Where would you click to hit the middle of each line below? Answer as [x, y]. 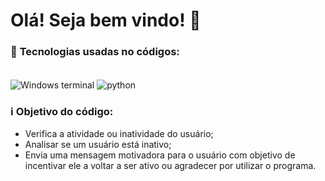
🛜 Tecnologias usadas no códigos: [95, 52]
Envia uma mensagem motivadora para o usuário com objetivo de [160, 155]
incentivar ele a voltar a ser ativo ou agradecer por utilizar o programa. [170, 166]
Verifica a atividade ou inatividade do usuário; [119, 134]
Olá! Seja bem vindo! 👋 [106, 20]
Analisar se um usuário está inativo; [98, 145]
